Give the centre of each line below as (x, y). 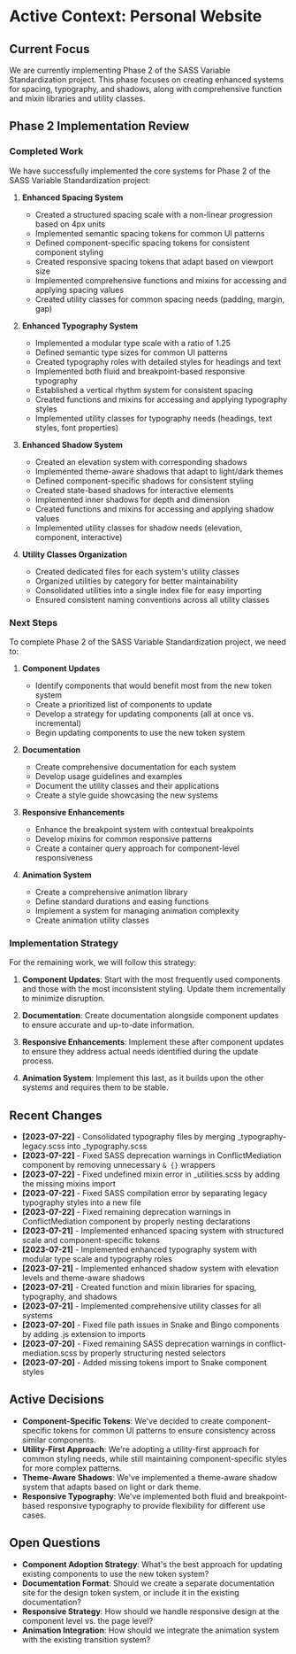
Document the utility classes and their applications (127, 785)
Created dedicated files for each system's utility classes (137, 571)
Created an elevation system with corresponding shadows (141, 461)
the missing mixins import (69, 1184)
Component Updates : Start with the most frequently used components (151, 979)
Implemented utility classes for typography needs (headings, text (154, 418)
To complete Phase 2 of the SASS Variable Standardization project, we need (148, 642)
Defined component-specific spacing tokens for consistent (142, 243)
